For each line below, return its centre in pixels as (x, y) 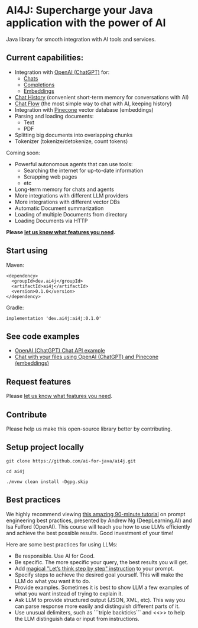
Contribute (27, 415)
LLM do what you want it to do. (52, 581)
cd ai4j (16, 471)
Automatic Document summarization (59, 208)
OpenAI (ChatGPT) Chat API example (60, 351)
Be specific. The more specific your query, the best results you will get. (101, 562)
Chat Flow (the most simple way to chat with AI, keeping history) (93, 103)
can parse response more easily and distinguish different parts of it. (97, 606)
